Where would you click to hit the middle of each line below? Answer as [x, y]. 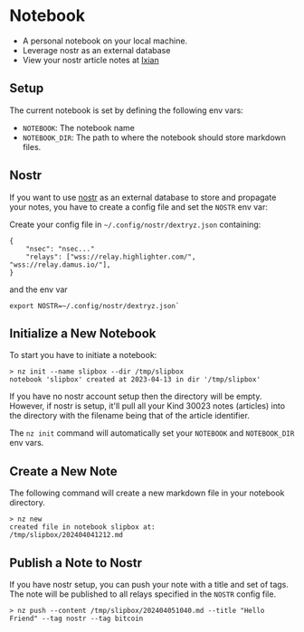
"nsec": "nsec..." [60, 249]
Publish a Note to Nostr [76, 563]
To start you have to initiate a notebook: [83, 355]
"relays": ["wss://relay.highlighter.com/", [111, 257]
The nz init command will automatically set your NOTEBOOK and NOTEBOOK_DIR [152, 433]
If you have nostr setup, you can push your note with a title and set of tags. [149, 585]
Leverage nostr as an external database [96, 50]
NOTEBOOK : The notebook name [79, 127]
